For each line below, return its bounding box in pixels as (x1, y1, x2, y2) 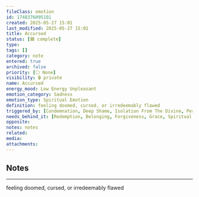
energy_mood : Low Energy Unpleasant (6, 86, 97, 92)
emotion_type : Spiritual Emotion (6, 97, 89, 103)
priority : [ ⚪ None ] (6, 69, 56, 75)
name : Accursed (6, 81, 44, 87)
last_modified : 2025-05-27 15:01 (6, 25, 89, 31)
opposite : (6, 119, 31, 125)
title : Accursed (6, 31, 46, 37)
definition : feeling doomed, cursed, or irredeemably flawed (6, 102, 161, 109)
